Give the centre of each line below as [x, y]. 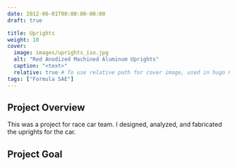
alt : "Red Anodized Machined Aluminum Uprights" [86, 60]
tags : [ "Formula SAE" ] [41, 79]
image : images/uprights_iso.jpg [61, 53]
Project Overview [46, 107]
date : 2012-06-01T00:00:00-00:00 [56, 14]
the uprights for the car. [42, 132]
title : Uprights [31, 33]
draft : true [25, 20]
